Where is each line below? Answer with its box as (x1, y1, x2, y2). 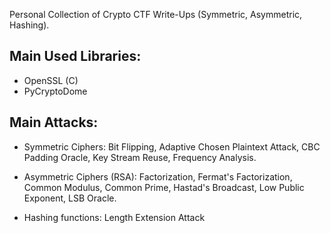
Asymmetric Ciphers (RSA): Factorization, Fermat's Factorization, (23, 170, 293, 183)
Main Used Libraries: (9, 48, 142, 65)
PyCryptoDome (23, 85, 88, 97)
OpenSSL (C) (23, 74, 79, 86)
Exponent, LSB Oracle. (23, 192, 117, 204)
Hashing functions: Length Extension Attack (23, 211, 206, 223)
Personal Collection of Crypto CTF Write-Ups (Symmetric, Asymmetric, (9, 9, 303, 20)
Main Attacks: (9, 114, 99, 131)
